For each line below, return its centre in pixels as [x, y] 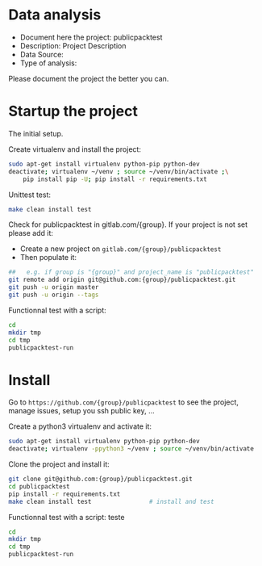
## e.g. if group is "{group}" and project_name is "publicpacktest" [131, 272]
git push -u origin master [54, 287]
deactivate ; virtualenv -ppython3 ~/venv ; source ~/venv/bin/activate [131, 449]
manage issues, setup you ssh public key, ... [81, 411]
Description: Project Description [73, 45]
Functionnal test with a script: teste [67, 517]
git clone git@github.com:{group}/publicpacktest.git [101, 479]
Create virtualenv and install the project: [75, 149]
